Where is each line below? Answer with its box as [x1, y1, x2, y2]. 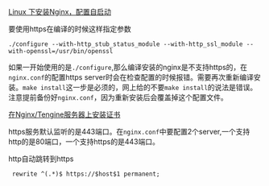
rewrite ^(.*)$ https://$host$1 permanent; [11, 170, 160, 178]
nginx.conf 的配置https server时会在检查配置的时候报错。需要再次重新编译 [8, 72, 254, 82]
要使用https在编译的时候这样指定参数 [8, 24, 131, 34]
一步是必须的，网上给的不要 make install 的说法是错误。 [72, 83, 258, 92]
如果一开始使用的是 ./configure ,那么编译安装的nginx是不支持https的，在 [8, 63, 248, 72]
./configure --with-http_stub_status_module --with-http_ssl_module [8, 40, 243, 48]
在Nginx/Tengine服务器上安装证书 [8, 110, 121, 119]
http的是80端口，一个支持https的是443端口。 [8, 137, 159, 147]
